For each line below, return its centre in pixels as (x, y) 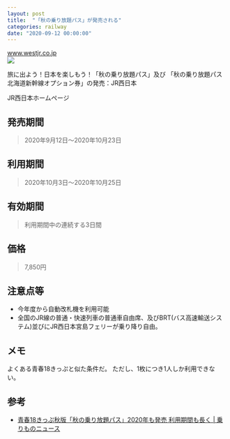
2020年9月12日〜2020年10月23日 (73, 140)
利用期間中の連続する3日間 (63, 225)
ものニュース (42, 428)
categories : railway (37, 27)
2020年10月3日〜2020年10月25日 (73, 182)
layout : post (26, 14)
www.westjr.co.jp (32, 53)
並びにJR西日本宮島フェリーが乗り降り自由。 (97, 327)
